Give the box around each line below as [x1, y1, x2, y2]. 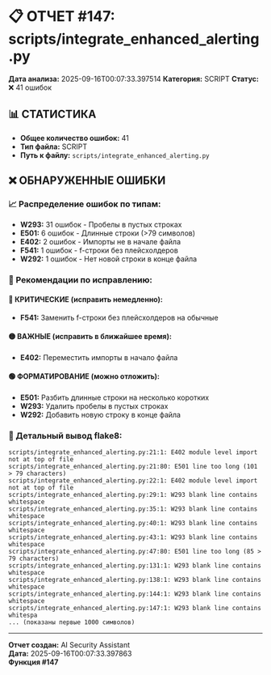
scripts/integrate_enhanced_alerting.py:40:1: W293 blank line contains [8, 520, 258, 528]
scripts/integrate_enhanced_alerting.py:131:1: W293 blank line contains [8, 562, 262, 570]
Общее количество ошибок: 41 [19, 133, 129, 142]
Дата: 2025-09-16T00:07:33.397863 [8, 649, 132, 659]
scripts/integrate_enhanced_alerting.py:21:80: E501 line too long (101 [8, 463, 258, 471]
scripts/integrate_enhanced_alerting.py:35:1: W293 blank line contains [8, 505, 258, 513]
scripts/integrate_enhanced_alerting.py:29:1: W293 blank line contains [8, 491, 258, 499]
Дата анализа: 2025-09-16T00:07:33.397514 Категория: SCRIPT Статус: [8, 74, 260, 83]
